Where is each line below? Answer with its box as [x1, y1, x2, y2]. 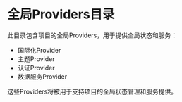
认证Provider [17, 63, 55, 72]
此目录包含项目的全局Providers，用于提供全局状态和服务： [7, 31, 178, 39]
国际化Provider [17, 46, 61, 54]
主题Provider [17, 54, 55, 63]
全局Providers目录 [7, 6, 115, 23]
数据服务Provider [17, 72, 68, 81]
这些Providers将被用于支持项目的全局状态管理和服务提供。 [7, 87, 178, 96]
